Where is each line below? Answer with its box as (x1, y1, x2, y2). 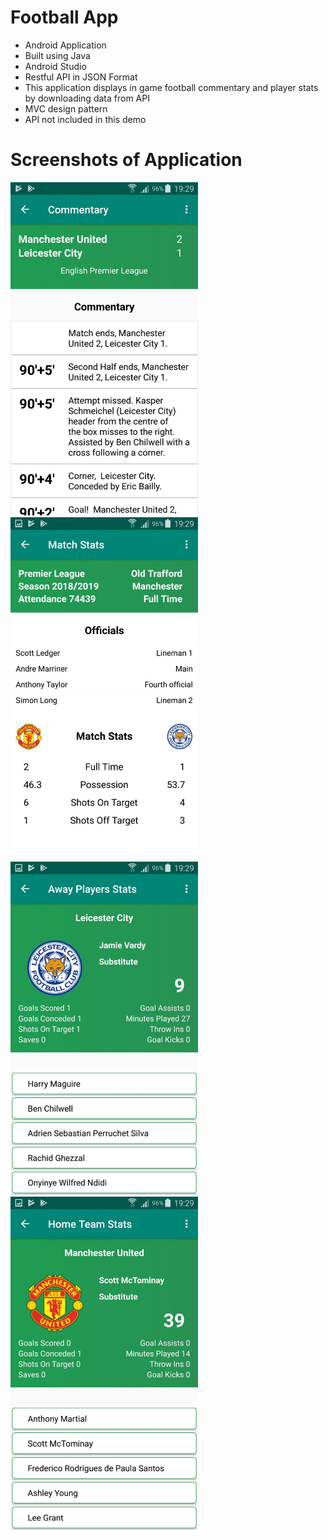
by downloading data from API (24, 92, 150, 104)
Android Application (24, 39, 107, 51)
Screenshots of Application (10, 149, 243, 171)
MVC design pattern (24, 102, 108, 115)
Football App (10, 6, 119, 29)
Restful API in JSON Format (24, 71, 138, 83)
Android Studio (24, 60, 87, 72)
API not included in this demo (24, 113, 147, 125)
